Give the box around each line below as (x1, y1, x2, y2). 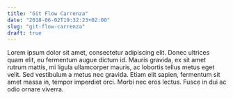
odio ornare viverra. (7, 85, 64, 93)
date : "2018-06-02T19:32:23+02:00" (7, 17, 111, 24)
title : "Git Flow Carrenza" (7, 10, 89, 17)
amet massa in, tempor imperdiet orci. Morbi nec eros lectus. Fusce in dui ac (7, 78, 227, 87)
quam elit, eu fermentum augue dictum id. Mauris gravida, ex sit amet (7, 56, 207, 64)
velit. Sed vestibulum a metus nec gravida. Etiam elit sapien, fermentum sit (7, 71, 220, 79)
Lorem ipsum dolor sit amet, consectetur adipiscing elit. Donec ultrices (7, 48, 210, 57)
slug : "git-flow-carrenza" (7, 23, 86, 30)
